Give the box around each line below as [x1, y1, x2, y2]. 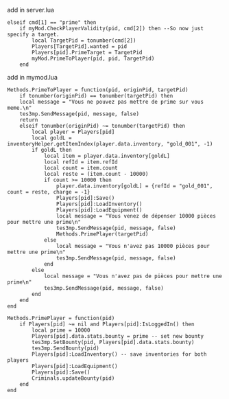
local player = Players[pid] [32, 128, 115, 135]
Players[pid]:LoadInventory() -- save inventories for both [32, 351, 207, 358]
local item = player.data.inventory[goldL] [43, 152, 170, 159]
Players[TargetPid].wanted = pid [32, 43, 128, 50]
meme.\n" [7, 104, 32, 111]
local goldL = [32, 135, 72, 141]
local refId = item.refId [43, 159, 118, 166]
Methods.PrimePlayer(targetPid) [56, 231, 149, 238]
